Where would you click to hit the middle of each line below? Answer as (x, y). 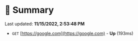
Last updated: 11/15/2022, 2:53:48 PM (45, 24)
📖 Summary (29, 10)
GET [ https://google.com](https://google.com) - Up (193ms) (72, 33)
